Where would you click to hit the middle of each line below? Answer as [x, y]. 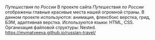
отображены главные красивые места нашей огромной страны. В [75, 12]
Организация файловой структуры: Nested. [50, 27]
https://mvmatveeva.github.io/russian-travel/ [50, 33]
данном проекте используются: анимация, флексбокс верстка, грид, [78, 17]
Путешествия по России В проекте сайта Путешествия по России [74, 7]
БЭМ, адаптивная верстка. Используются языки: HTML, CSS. [70, 22]
